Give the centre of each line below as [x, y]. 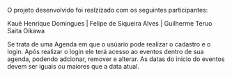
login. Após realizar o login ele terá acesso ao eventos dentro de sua [106, 52]
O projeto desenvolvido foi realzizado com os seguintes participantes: [108, 10]
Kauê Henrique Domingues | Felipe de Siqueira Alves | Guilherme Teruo [110, 23]
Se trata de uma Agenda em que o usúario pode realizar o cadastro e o [109, 44]
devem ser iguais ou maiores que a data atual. [73, 66]
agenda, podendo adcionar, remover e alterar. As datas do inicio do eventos [116, 59]
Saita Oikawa [26, 31]
